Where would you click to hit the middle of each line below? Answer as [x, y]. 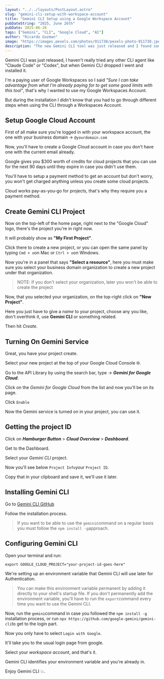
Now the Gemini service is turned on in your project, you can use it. [73, 412]
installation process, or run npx [36, 618]
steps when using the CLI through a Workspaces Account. [64, 105]
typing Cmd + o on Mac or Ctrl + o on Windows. [52, 253]
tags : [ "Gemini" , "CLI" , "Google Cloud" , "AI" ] [54, 32]
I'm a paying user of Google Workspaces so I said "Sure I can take [72, 80]
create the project [35, 288]
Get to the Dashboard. [27, 448]
